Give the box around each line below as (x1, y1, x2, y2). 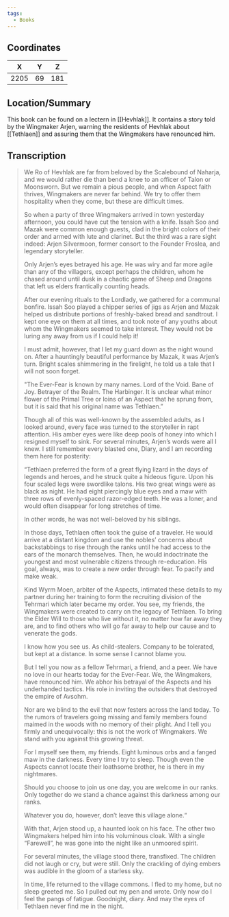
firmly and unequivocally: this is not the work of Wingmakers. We (23, 727, 207, 735)
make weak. (23, 572, 58, 580)
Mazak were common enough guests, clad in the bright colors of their (23, 224, 221, 233)
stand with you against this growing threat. (23, 734, 144, 743)
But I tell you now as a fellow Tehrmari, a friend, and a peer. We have (23, 663, 217, 671)
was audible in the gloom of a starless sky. (23, 866, 144, 875)
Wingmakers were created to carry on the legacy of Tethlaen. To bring (23, 607, 222, 615)
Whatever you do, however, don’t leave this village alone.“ (23, 811, 187, 819)
